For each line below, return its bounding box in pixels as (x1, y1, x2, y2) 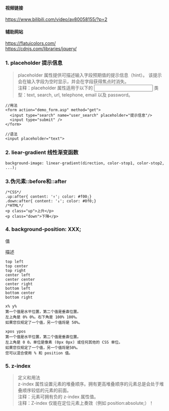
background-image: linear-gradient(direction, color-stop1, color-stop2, (5, 161, 165, 166)
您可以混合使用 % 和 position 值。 (5, 350, 73, 355)
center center (5, 277, 36, 282)
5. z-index (5, 362, 31, 369)
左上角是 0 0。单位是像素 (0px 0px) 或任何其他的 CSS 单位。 (5, 340, 123, 345)
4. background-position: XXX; (5, 226, 81, 233)
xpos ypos (5, 329, 26, 334)
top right (5, 268, 26, 273)
